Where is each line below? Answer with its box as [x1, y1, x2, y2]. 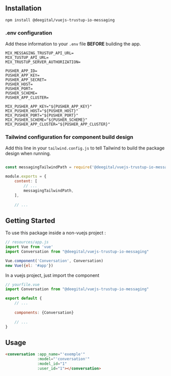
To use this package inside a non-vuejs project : [5, 230, 106, 236]
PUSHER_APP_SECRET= [5, 77, 47, 83]
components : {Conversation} [14, 310, 74, 315]
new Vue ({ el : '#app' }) [5, 263, 53, 268]
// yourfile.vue [5, 282, 40, 287]
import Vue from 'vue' [5, 244, 53, 249]
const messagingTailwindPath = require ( [5, 165, 93, 170]
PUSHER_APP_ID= [5, 69, 38, 74]
